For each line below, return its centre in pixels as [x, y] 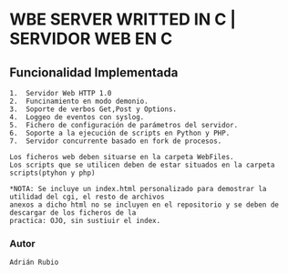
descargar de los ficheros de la [73, 213]
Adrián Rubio [34, 263]
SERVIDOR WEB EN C [91, 39]
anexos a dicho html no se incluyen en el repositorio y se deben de [144, 205]
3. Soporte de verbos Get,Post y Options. [93, 109]
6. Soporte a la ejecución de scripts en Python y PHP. [120, 133]
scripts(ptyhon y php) [52, 173]
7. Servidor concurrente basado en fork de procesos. [116, 141]
